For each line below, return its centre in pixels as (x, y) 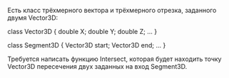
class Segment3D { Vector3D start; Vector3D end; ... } (87, 45)
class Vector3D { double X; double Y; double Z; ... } (82, 32)
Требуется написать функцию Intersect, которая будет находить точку (114, 59)
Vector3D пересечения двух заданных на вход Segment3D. (97, 66)
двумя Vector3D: (33, 18)
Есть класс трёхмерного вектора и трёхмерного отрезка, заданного (112, 10)
